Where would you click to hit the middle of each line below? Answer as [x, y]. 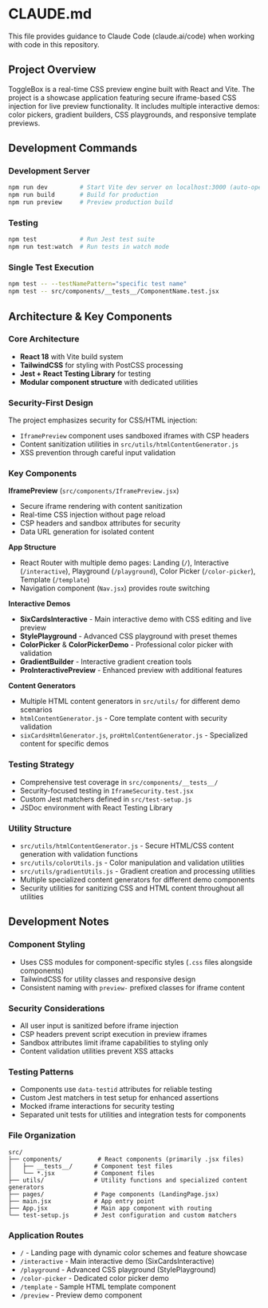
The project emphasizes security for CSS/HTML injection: [103, 420]
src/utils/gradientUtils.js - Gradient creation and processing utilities [137, 871]
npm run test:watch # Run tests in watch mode [89, 247]
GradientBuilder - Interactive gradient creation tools [106, 662]
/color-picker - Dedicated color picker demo [95, 1278]
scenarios [36, 710]
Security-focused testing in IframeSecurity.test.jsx [106, 790]
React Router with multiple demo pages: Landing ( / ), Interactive [124, 563]
